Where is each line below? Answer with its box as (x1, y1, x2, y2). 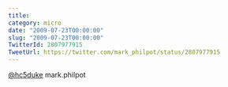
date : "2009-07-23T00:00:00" (8, 26, 104, 34)
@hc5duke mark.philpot (8, 70, 86, 79)
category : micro (8, 19, 62, 27)
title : (8, 11, 30, 20)
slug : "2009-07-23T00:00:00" (8, 33, 104, 42)
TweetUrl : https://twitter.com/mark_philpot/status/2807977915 (8, 48, 221, 56)
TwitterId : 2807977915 (8, 41, 83, 49)
